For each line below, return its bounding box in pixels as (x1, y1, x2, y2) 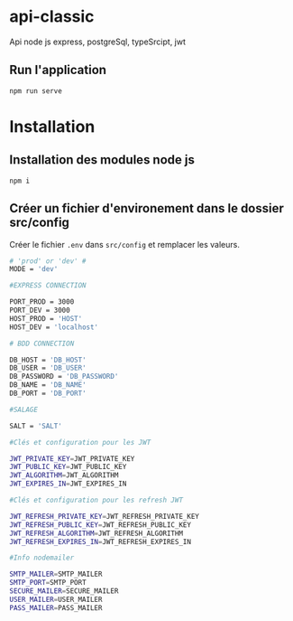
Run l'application (9, 62, 106, 78)
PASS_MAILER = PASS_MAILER (9, 603, 103, 612)
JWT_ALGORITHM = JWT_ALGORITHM (9, 471, 119, 480)
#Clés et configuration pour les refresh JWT (9, 495, 183, 505)
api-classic (9, 6, 95, 27)
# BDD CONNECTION (9, 339, 75, 348)
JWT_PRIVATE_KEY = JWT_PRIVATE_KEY (9, 454, 135, 463)
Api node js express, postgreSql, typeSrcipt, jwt (9, 36, 187, 47)
